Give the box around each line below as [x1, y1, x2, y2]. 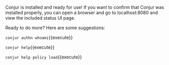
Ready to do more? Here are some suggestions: [5, 25, 105, 31]
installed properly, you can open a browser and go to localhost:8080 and [5, 10, 158, 16]
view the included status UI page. [5, 15, 75, 21]
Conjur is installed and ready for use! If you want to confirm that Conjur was [5, 5, 164, 10]
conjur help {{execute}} [5, 44, 55, 50]
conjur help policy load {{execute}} [5, 54, 82, 60]
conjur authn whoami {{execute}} [5, 35, 73, 40]
